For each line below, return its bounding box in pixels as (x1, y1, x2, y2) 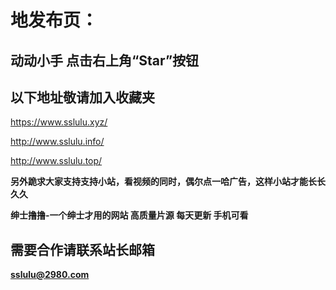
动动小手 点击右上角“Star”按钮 (10, 52, 200, 69)
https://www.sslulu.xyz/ (10, 116, 108, 128)
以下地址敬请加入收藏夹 (10, 89, 155, 106)
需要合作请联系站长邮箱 (10, 241, 155, 258)
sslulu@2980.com (10, 269, 90, 281)
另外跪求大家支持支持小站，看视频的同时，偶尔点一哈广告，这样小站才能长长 (10, 176, 326, 188)
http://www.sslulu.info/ (10, 136, 105, 148)
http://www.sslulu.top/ (10, 155, 103, 167)
